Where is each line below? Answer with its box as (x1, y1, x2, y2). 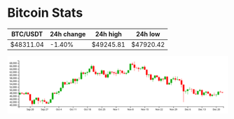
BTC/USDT (11, 30, 43, 38)
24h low (135, 30, 160, 38)
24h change (50, 30, 86, 38)
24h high (95, 30, 123, 38)
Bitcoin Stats (7, 5, 83, 21)
